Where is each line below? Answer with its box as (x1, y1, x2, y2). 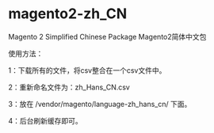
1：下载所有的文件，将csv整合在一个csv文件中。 (8, 65, 166, 75)
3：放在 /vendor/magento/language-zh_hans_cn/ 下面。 (8, 99, 192, 108)
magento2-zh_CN (8, 5, 128, 23)
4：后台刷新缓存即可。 (8, 116, 83, 125)
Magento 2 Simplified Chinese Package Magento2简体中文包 (8, 32, 207, 41)
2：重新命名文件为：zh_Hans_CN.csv (8, 82, 131, 92)
